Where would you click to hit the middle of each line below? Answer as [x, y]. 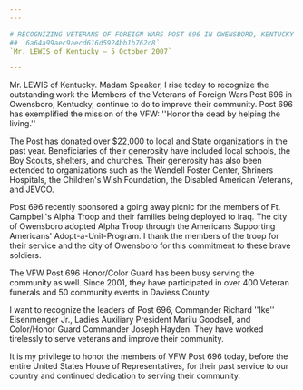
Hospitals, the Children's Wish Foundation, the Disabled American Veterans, [151, 180]
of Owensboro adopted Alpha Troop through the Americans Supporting [142, 226]
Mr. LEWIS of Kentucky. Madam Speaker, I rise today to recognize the [139, 85]
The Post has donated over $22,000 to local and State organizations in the [148, 141]
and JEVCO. [32, 190]
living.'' [23, 124]
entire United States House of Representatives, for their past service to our [149, 366]
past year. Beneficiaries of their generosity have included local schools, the [150, 151]
